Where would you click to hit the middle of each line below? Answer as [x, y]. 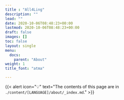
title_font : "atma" [25, 69]
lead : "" [14, 19]
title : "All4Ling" [25, 10]
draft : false [18, 32]
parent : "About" [31, 60]
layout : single [21, 46]
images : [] [16, 37]
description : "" [21, 14]
